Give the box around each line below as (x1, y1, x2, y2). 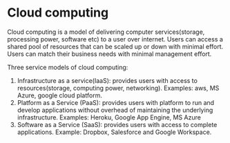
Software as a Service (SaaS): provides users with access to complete (17, 120, 218, 128)
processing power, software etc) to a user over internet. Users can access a (7, 35, 223, 43)
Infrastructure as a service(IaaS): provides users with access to (17, 76, 198, 84)
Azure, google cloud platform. (17, 91, 102, 99)
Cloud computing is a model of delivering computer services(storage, (7, 28, 205, 36)
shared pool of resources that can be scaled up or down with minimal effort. (7, 42, 224, 50)
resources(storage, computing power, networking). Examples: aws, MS (17, 84, 220, 92)
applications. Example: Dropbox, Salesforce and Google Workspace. (17, 128, 212, 136)
